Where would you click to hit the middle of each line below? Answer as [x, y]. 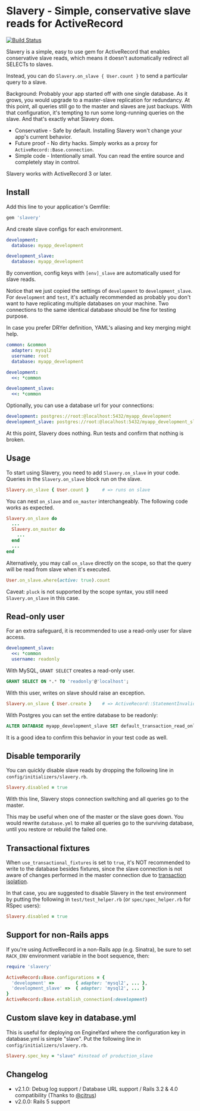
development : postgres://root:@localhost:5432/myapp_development [89, 417]
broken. [15, 439]
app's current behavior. [43, 137]
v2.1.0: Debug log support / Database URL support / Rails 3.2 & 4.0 [96, 1089]
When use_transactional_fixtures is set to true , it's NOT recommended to [98, 863]
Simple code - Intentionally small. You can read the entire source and [99, 155]
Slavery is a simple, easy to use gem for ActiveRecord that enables [88, 51]
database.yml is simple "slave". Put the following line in [74, 1038]
